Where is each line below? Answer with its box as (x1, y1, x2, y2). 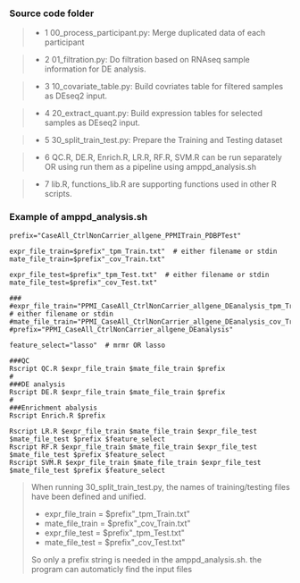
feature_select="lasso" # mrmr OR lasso (9, 341, 166, 350)
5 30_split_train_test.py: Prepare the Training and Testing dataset (44, 135, 283, 146)
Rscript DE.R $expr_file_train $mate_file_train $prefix (9, 387, 226, 396)
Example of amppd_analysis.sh (9, 211, 148, 224)
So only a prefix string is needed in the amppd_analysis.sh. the (30, 553, 262, 565)
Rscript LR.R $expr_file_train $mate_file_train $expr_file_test (9, 427, 257, 435)
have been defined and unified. (30, 491, 146, 502)
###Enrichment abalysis (9, 403, 98, 412)
